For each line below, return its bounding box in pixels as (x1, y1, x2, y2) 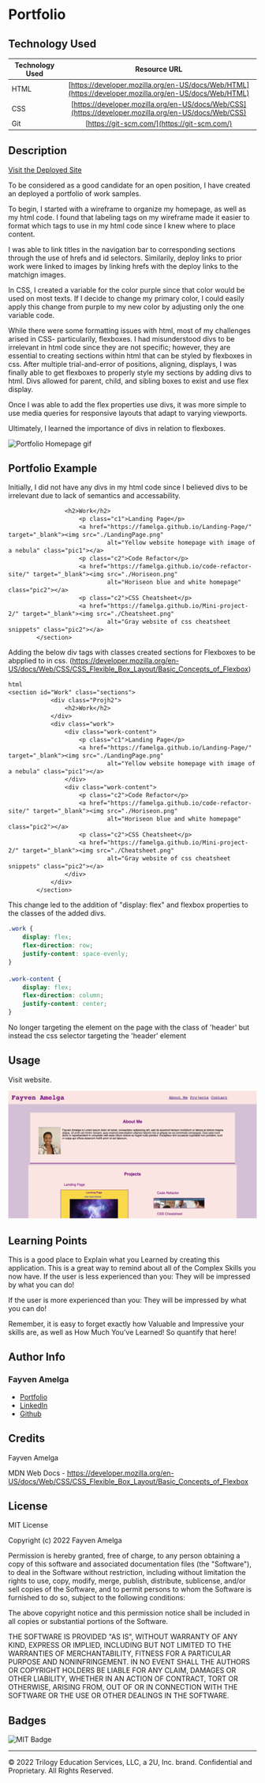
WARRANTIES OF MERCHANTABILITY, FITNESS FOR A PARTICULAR (8, 1649, 231, 1658)
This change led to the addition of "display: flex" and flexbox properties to (8, 900, 248, 910)
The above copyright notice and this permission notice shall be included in (8, 1608, 250, 1618)
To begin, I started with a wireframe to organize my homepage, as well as (8, 204, 247, 213)
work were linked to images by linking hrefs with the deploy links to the (8, 261, 239, 270)
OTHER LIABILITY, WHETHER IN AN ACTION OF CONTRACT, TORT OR (8, 1674, 238, 1683)
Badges (8, 1713, 47, 1727)
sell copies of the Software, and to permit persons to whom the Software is (8, 1585, 252, 1594)
